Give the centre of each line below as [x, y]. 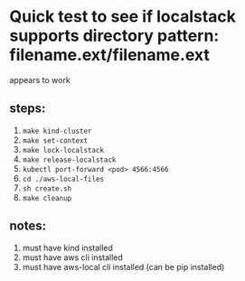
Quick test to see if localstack [123, 17]
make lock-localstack [63, 150]
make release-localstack [69, 160]
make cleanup [47, 198]
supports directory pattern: [114, 36]
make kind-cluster [57, 131]
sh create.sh [47, 188]
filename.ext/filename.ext [109, 55]
